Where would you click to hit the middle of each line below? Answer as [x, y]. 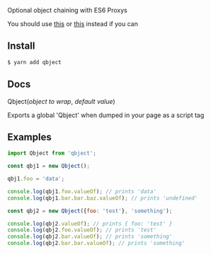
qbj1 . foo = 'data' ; [36, 179]
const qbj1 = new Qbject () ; [49, 166]
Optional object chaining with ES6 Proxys [67, 10]
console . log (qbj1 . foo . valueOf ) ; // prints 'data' [82, 191]
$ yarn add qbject [34, 62]
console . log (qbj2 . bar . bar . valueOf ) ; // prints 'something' [96, 243]
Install [21, 46]
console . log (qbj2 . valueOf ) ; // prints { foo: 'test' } [90, 224]
